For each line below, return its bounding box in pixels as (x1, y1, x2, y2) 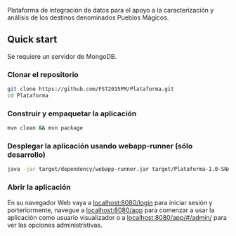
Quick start (7, 34, 58, 46)
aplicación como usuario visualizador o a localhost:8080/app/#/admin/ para (7, 213, 227, 221)
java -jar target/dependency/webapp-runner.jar (7, 166, 150, 173)
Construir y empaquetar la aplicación (7, 109, 137, 118)
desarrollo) (7, 150, 46, 160)
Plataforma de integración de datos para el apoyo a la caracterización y (7, 6, 214, 14)
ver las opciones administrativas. (7, 221, 103, 229)
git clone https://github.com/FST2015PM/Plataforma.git (7, 85, 174, 93)
